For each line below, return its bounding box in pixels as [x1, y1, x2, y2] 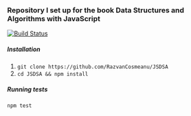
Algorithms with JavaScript [7, 14, 101, 23]
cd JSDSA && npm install [16, 71, 89, 78]
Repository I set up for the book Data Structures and [7, 5, 184, 15]
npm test [7, 102, 32, 109]
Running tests [7, 85, 48, 93]
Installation [7, 45, 41, 53]
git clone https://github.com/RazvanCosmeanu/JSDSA [16, 63, 168, 70]
